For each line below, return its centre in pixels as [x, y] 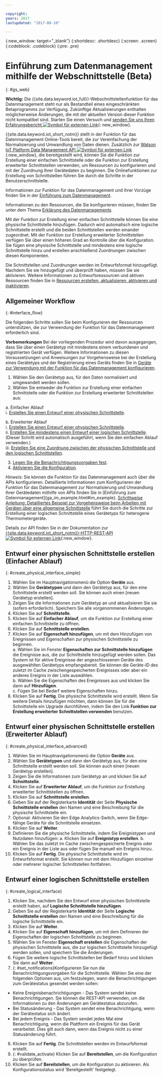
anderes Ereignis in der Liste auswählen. [53, 675]
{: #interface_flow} [24, 313]
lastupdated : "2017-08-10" [33, 23]
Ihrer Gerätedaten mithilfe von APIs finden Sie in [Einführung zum [71, 493]
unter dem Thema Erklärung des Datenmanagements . [59, 210]
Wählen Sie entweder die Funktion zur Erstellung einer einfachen [77, 388]
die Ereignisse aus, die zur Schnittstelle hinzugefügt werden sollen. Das [84, 655]
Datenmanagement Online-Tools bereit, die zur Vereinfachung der [71, 140]
